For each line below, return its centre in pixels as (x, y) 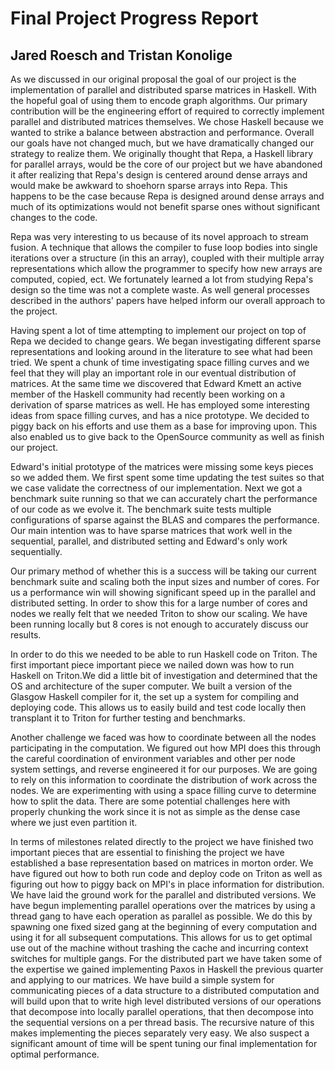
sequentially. (36, 551)
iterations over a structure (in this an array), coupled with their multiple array (167, 258)
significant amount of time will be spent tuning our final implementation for (164, 1043)
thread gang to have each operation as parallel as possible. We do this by (161, 916)
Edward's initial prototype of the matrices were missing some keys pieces (162, 466)
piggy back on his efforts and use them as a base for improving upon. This (164, 426)
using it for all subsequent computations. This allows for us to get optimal (161, 937)
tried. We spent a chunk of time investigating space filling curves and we (160, 362)
